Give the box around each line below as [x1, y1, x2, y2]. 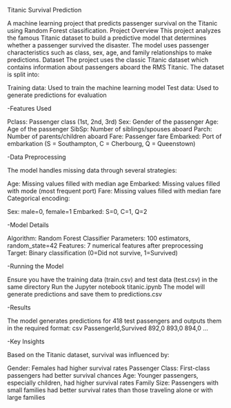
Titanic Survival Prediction [7, 6, 82, 14]
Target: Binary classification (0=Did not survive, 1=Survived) [7, 249, 178, 257]
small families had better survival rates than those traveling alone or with [7, 386, 214, 394]
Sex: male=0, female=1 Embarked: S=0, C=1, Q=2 [7, 208, 148, 215]
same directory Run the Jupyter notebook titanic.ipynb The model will [7, 283, 205, 291]
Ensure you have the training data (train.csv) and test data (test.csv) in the [7, 275, 219, 283]
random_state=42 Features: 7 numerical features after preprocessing [7, 241, 203, 250]
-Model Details [7, 221, 50, 229]
